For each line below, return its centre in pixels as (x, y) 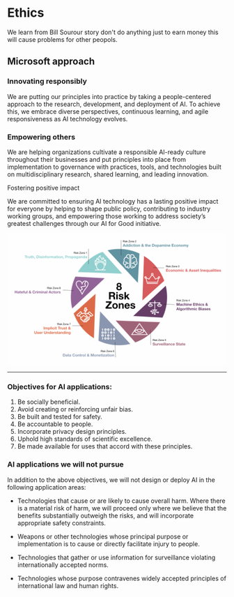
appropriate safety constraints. (62, 523)
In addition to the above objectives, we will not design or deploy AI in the (111, 480)
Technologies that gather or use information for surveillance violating (116, 557)
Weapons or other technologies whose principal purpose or (103, 536)
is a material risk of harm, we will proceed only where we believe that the (122, 508)
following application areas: (47, 487)
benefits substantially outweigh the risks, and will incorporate (105, 515)
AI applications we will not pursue (65, 464)
